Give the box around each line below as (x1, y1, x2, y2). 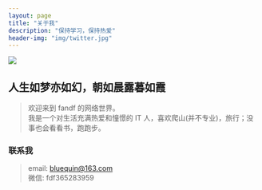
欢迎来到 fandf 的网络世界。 (27, 103, 120, 113)
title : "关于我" (8, 19, 59, 27)
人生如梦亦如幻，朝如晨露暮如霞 (8, 81, 166, 94)
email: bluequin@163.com (27, 164, 113, 173)
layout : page (8, 11, 52, 20)
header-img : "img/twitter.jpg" (8, 34, 113, 42)
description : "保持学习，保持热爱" (8, 26, 116, 34)
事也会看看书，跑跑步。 (27, 123, 105, 133)
